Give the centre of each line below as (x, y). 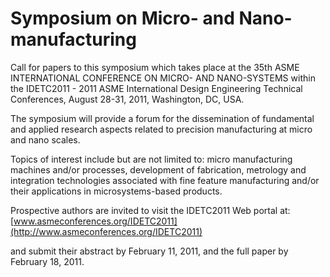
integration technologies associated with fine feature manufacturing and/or (165, 180)
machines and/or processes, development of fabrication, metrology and (158, 169)
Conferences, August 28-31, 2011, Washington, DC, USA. (127, 99)
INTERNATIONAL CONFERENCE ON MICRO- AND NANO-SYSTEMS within (163, 78)
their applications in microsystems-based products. (116, 191)
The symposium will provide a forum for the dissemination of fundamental (162, 118)
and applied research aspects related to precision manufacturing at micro (161, 129)
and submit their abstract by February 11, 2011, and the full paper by (149, 251)
